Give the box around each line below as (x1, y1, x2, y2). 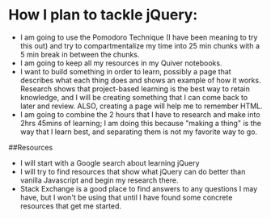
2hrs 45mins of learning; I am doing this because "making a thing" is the (19, 118, 261, 128)
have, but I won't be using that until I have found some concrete (19, 192, 233, 202)
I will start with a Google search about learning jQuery (19, 158, 200, 167)
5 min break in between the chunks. (19, 49, 140, 59)
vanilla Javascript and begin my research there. (19, 175, 179, 185)
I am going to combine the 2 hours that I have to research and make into (19, 109, 260, 119)
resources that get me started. (19, 200, 122, 211)
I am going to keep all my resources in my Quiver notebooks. (19, 58, 222, 68)
